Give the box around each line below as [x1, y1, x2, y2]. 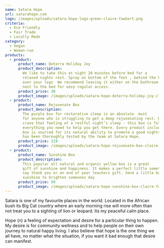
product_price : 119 [18, 139, 58, 144]
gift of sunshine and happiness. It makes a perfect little [22, 166, 147, 171]
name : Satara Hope [5, 7, 42, 12]
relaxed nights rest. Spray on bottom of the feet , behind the [22, 75, 156, 80]
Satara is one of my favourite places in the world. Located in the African [5, 197, 150, 203]
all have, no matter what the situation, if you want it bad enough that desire [5, 233, 156, 239]
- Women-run [9, 48, 34, 53]
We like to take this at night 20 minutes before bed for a [22, 71, 147, 76]
